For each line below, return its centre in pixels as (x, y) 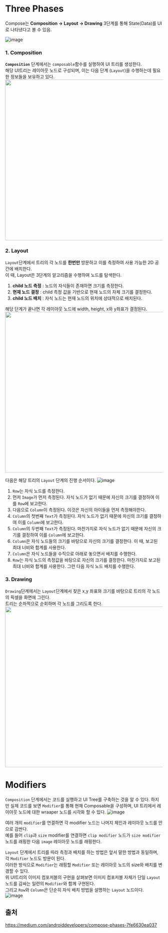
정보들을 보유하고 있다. (32, 77)
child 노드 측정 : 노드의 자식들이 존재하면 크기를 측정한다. (68, 285)
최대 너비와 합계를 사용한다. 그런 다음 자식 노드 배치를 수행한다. (74, 566)
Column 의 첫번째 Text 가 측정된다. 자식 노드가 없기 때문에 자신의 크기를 (80, 516)
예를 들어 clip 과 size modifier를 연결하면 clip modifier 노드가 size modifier (83, 835)
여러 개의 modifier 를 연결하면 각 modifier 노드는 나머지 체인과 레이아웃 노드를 (81, 823)
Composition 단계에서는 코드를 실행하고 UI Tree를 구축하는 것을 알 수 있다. (77, 799)
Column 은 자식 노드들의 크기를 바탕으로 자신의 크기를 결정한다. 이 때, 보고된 (85, 541)
